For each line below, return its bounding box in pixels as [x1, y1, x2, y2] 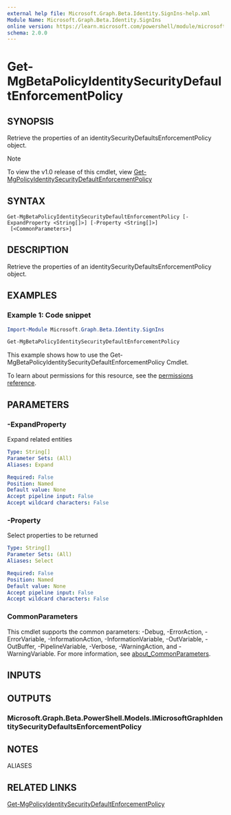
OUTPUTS [7, 693, 52, 705]
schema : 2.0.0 [7, 29, 48, 37]
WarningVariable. [7, 649, 56, 658]
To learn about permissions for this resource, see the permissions [7, 371, 194, 380]
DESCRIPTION [7, 244, 69, 256]
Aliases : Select [7, 557, 54, 565]
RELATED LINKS [7, 781, 77, 793]
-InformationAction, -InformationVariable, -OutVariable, [47, 635, 204, 643]
